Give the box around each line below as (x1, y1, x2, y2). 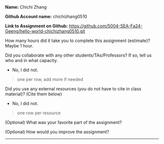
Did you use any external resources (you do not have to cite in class (5, 86, 142, 92)
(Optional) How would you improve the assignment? (5, 129, 109, 135)
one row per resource (17, 110, 61, 116)
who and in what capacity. (5, 58, 58, 63)
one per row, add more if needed (17, 77, 83, 82)
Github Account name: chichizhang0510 (5, 14, 87, 19)
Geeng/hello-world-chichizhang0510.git (5, 28, 85, 34)
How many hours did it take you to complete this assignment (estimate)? (5, 38, 150, 43)
